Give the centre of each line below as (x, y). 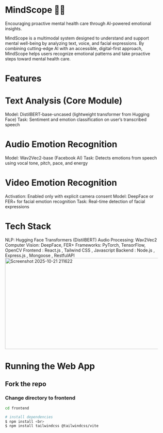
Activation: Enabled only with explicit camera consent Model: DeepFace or (79, 196)
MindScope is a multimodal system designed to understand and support (77, 38)
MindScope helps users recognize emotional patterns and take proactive (78, 54)
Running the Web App (50, 366)
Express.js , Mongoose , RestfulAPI (40, 255)
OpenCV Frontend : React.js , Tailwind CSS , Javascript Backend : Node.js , (80, 250)
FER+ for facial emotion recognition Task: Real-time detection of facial (75, 201)
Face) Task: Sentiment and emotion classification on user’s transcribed (76, 119)
